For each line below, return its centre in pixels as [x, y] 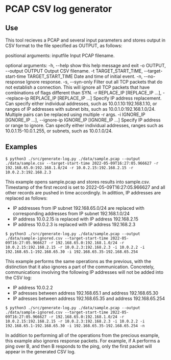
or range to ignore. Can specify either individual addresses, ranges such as [84, 125]
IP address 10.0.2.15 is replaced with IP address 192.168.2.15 [76, 219]
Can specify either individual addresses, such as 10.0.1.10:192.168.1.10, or [81, 104]
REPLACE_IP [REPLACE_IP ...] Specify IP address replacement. [96, 98]
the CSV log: [19, 277]
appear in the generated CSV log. [40, 351]
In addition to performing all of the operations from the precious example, [82, 335]
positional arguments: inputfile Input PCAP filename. [60, 55]
